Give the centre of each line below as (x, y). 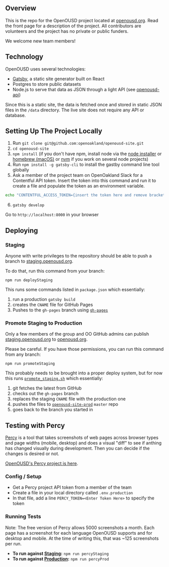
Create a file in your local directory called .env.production (73, 493)
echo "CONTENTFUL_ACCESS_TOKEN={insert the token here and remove (76, 195)
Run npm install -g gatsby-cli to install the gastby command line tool (86, 165)
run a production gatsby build (44, 299)
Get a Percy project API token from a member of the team (72, 487)
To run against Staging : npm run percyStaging (61, 553)
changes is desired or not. (32, 454)
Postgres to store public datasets (47, 84)
